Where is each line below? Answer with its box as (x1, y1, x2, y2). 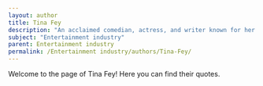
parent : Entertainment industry (8, 41, 114, 48)
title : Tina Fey (8, 19, 61, 27)
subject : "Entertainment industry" (8, 33, 125, 41)
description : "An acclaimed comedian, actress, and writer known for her (8, 26, 256, 34)
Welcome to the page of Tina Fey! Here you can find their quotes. (8, 70, 220, 78)
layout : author (8, 11, 58, 20)
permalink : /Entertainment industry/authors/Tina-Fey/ (8, 48, 192, 56)
